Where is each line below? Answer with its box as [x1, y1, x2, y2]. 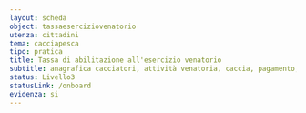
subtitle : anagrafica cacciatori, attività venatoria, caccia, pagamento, [9, 65, 300, 74]
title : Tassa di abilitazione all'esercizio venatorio [9, 56, 222, 65]
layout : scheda [9, 13, 67, 23]
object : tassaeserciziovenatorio [9, 22, 137, 31]
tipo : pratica [9, 47, 64, 56]
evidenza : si [9, 89, 59, 98]
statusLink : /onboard [9, 81, 92, 90]
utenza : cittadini [9, 30, 79, 39]
